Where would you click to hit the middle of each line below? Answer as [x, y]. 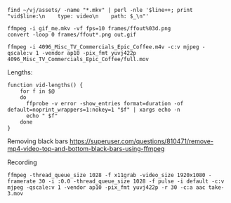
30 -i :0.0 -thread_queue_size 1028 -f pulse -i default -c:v [131, 181]
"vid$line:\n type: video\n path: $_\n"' [78, 16]
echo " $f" [42, 116]
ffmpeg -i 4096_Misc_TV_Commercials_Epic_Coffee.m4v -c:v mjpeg [103, 47]
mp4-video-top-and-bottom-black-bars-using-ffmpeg [86, 149]
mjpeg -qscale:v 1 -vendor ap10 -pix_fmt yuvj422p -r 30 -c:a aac [106, 188]
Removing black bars [38, 141]
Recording [22, 162]
